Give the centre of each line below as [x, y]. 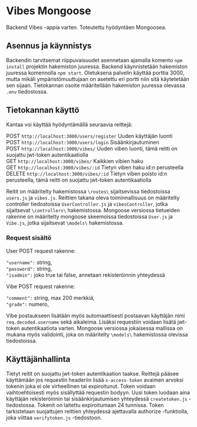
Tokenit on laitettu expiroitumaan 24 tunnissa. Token [100, 405]
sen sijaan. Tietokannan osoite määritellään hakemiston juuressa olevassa [96, 85]
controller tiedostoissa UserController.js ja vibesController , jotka [87, 204]
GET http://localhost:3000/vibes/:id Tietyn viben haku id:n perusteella [95, 167]
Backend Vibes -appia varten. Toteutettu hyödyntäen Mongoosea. [86, 27]
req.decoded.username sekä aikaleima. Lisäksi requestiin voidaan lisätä [91, 322]
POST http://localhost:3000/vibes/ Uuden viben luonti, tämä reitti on [92, 148]
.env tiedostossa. [27, 91]
